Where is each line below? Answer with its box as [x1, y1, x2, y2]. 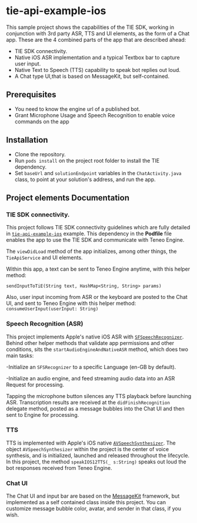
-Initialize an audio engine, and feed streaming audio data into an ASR [6, 374, 175, 381]
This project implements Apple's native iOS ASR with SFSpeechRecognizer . [6, 333, 184, 340]
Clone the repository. [14, 150, 66, 157]
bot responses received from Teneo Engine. [6, 464, 113, 471]
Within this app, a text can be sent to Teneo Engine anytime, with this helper [6, 265, 191, 272]
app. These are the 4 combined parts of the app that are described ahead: [6, 36, 186, 43]
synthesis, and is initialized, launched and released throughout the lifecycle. [6, 452, 190, 459]
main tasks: [6, 352, 34, 359]
